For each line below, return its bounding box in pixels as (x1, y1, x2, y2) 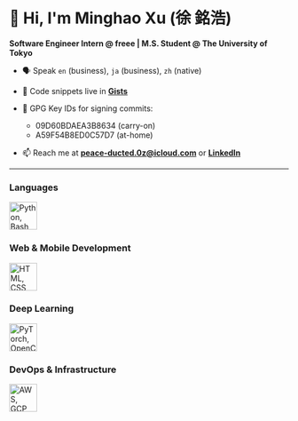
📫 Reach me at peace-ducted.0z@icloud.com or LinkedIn (21, 147, 241, 158)
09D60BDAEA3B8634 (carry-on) (35, 120, 156, 131)
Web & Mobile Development (9, 242, 131, 254)
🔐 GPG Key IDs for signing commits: (21, 103, 153, 114)
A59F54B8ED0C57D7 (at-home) (35, 130, 153, 140)
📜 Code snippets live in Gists (21, 85, 129, 96)
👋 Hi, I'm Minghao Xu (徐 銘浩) (9, 8, 232, 28)
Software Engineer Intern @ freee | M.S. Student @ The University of (9, 37, 268, 49)
